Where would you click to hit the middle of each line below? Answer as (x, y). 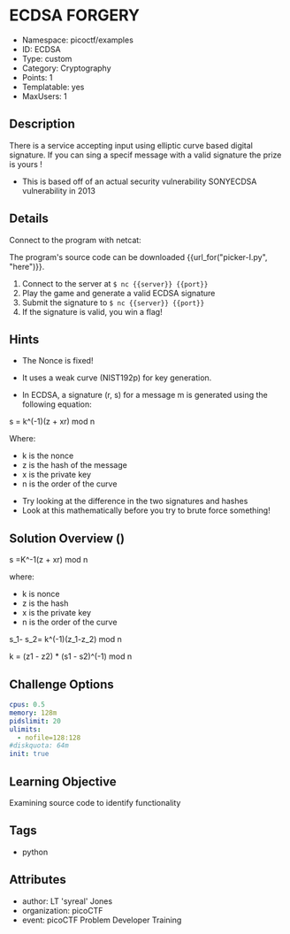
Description (42, 124)
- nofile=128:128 (49, 738)
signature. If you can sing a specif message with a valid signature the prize (145, 155)
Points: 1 (37, 77)
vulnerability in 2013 (58, 190)
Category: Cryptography (67, 68)
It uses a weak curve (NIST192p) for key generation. (117, 378)
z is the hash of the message (75, 465)
